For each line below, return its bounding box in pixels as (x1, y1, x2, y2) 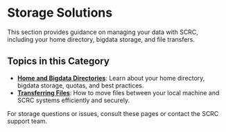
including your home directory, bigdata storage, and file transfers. (7, 35, 195, 43)
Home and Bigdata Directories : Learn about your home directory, (17, 74, 205, 82)
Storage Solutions (7, 5, 113, 21)
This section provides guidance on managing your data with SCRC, (7, 28, 199, 36)
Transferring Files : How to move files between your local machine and (17, 88, 220, 97)
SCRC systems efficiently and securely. (17, 96, 130, 104)
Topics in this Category (7, 56, 110, 67)
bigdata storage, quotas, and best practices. (17, 81, 144, 90)
